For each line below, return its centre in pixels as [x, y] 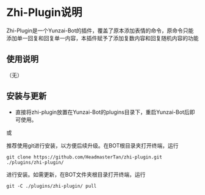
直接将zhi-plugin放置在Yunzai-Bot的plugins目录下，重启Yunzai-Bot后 [103, 112]
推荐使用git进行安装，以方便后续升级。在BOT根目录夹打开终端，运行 [92, 145]
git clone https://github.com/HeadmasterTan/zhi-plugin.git [85, 157]
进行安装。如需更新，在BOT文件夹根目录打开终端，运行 [76, 174]
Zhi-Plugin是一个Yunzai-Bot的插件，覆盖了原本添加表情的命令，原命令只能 [100, 30]
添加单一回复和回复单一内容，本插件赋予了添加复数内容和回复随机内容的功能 [103, 38]
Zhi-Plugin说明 [44, 12]
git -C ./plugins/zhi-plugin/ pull [52, 186]
